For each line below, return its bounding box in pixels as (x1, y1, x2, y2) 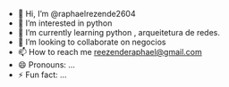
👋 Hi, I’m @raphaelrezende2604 (17, 9, 136, 19)
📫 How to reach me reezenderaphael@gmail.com (17, 47, 203, 57)
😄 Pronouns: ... (17, 59, 76, 70)
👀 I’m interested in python (17, 18, 113, 28)
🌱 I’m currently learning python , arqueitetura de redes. (17, 28, 221, 37)
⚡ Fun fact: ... (17, 69, 67, 80)
